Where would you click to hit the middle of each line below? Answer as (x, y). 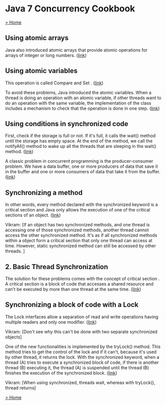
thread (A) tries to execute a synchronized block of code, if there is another (82, 362)
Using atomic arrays (37, 38)
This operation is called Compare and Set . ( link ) (54, 83)
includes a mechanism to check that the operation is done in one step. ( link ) (83, 108)
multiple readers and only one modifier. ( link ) (51, 322)
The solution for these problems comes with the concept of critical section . (83, 279)
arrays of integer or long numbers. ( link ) (46, 55)
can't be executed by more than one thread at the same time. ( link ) (73, 289)
